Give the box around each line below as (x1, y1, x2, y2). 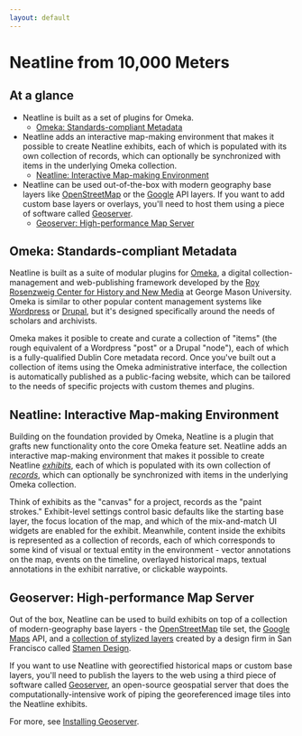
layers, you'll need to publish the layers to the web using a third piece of (9, 670, 277, 681)
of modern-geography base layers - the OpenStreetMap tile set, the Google (9, 624, 290, 635)
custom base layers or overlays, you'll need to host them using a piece (22, 198, 286, 209)
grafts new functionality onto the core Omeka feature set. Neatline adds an (9, 441, 287, 452)
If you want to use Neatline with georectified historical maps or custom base (9, 660, 293, 671)
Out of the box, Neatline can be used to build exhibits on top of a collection (9, 614, 288, 625)
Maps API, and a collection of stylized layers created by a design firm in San (9, 633, 292, 644)
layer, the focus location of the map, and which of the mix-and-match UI (9, 516, 278, 526)
